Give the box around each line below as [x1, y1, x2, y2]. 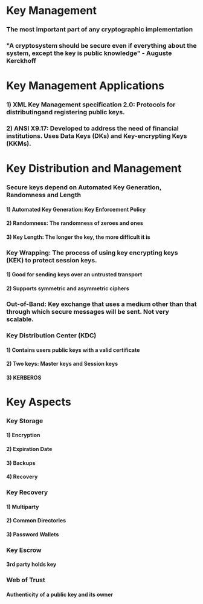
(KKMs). [6, 140, 31, 148]
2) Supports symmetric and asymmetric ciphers [6, 285, 130, 292]
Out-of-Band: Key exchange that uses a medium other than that [6, 300, 197, 308]
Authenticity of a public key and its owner [6, 591, 114, 598]
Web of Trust [6, 576, 45, 584]
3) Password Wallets [6, 530, 59, 538]
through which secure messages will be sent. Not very [6, 307, 169, 316]
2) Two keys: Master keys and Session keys [6, 360, 118, 368]
